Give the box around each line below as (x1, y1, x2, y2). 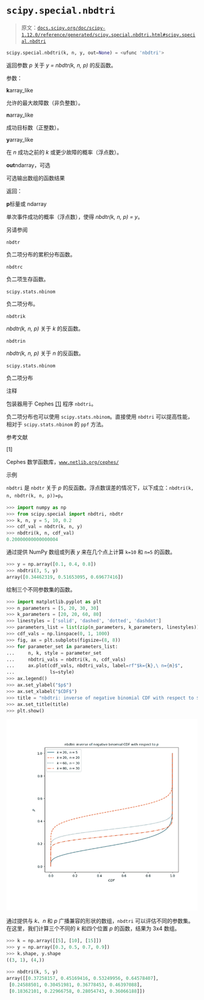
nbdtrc (6, 264, 23, 270)
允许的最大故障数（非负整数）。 (6, 99, 84, 106)
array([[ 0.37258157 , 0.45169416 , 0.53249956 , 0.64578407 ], (6, 975, 159, 981)
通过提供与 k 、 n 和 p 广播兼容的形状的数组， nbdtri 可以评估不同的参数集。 (6, 917, 194, 925)
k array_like (6, 86, 33, 94)
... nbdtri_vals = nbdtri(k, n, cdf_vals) (6, 657, 126, 663)
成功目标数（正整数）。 (6, 123, 63, 131)
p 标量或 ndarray (6, 200, 47, 207)
